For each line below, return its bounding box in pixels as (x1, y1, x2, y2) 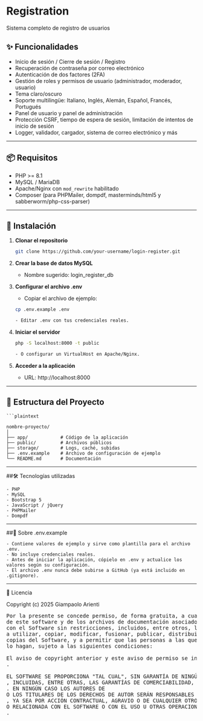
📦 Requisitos (6, 153, 58, 163)
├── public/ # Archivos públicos (6, 439, 112, 446)
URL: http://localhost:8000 (24, 374, 91, 381)
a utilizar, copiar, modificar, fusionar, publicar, (6, 630, 166, 637)
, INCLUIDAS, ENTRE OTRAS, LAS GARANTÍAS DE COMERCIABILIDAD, (6, 679, 195, 686)
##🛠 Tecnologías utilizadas (6, 472, 76, 479)
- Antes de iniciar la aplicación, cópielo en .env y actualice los (6, 556, 182, 563)
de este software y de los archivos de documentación (6, 618, 169, 625)
